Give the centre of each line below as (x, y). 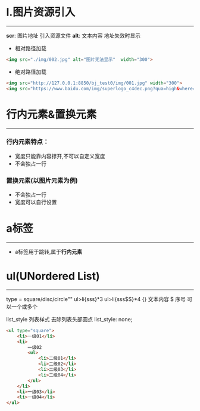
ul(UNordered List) (53, 276)
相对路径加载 (30, 48)
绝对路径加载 (30, 72)
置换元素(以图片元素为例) (42, 180)
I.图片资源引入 (41, 12)
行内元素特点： (28, 142)
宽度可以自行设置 (36, 202)
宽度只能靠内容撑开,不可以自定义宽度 (60, 156)
